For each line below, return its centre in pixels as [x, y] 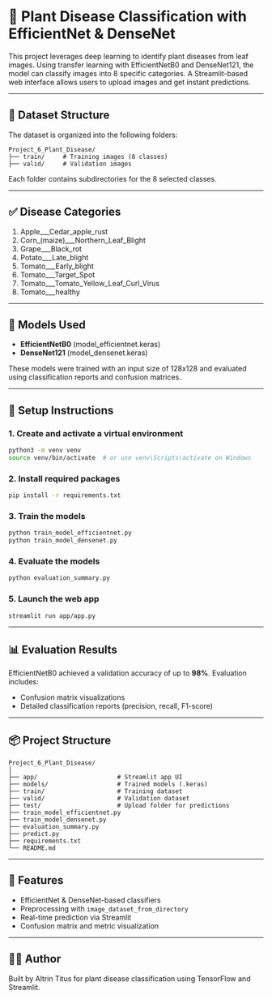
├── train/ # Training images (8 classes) [88, 156]
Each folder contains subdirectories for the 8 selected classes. [113, 178]
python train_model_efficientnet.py [70, 533]
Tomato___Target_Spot [57, 274]
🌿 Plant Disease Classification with [127, 17]
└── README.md [32, 848]
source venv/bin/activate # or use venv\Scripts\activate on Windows [130, 457]
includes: [23, 682]
